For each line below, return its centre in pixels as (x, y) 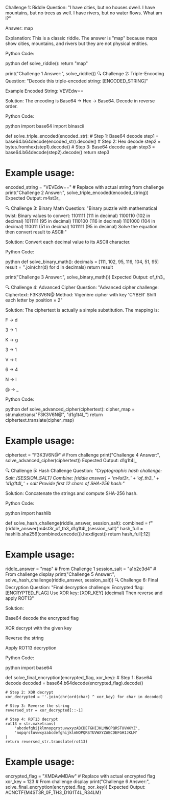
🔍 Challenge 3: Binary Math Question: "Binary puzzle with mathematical (81, 208)
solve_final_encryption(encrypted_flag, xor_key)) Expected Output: (75, 787)
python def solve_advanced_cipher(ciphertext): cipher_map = (70, 409)
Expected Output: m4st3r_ (33, 198)
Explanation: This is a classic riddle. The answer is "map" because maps (81, 38)
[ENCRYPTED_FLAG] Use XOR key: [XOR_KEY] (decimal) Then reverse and (84, 593)
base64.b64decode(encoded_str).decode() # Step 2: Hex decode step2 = (83, 141)
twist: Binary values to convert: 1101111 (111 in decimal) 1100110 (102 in (78, 215)
